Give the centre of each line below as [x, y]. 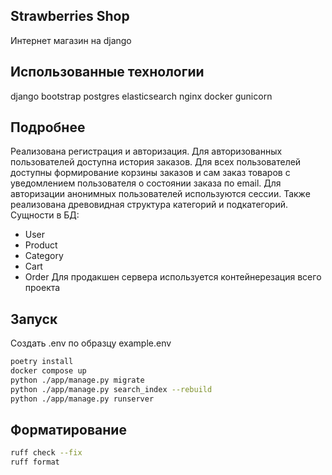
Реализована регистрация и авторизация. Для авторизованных [146, 151]
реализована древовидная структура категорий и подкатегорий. [149, 205]
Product [41, 245]
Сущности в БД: [45, 215]
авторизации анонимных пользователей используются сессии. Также [160, 194]
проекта [42, 288]
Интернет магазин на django [71, 40]
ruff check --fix [46, 453]
